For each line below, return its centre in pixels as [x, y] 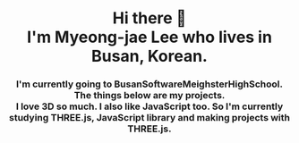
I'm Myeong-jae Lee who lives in [149, 37]
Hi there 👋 [149, 18]
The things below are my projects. [149, 96]
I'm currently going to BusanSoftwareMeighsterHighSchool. [149, 84]
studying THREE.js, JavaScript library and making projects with [149, 118]
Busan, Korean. [149, 56]
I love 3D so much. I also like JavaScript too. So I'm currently [149, 106]
